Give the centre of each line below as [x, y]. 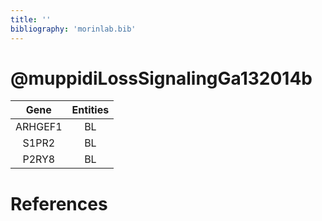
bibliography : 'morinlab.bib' [73, 29]
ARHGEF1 [39, 127]
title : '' [31, 19]
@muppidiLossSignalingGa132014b [161, 78]
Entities [90, 110]
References [59, 203]
